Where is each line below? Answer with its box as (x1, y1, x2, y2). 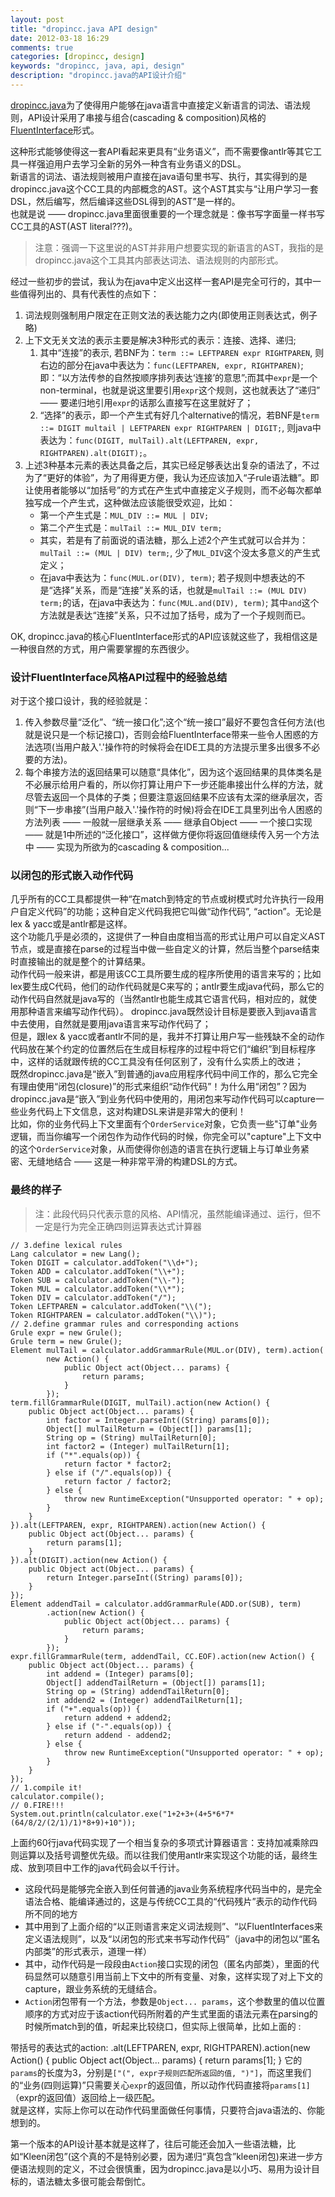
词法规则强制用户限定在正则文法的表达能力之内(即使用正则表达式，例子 (24, 309, 318, 321)
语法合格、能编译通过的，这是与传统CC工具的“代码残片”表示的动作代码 (24, 1895, 318, 1907)
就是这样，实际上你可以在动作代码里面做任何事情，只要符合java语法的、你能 (10, 2104, 325, 2116)
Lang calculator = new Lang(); (10, 1249, 141, 1259)
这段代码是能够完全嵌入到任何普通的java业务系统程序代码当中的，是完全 (24, 1882, 323, 1895)
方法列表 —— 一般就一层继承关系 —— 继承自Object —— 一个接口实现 (24, 816, 313, 828)
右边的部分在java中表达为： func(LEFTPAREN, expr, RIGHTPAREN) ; (39, 359, 304, 371)
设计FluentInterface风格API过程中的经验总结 (10, 670, 228, 684)
